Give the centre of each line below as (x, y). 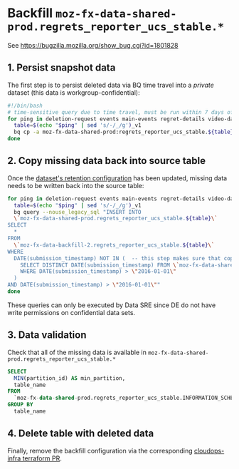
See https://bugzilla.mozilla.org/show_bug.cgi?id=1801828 (93, 45)
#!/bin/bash (25, 105)
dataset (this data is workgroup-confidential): (74, 92)
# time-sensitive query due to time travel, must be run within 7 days (116, 112)
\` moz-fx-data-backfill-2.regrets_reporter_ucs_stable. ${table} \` (114, 245)
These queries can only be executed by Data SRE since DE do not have (112, 305)
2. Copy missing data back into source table (107, 161)
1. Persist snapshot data (62, 68)
